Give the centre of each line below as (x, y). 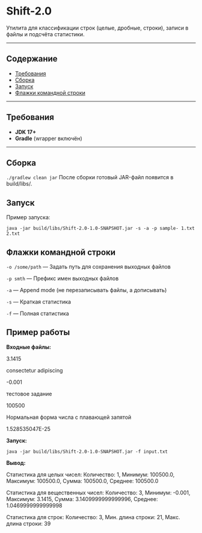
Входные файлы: (29, 347)
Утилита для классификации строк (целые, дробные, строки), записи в (97, 28)
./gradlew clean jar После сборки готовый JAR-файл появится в (90, 177)
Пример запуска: (28, 217)
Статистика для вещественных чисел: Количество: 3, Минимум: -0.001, (98, 493)
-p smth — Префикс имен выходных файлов (63, 278)
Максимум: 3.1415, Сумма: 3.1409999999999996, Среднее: (82, 499)
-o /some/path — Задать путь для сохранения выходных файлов (89, 266)
